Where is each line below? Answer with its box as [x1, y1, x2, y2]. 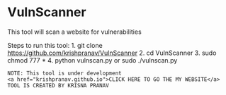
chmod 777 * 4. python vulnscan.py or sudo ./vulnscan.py [7, 56, 178, 64]
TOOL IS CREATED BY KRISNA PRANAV [7, 82, 110, 89]
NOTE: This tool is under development [7, 70, 122, 77]
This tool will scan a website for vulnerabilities [7, 27, 142, 36]
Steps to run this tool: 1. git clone [7, 41, 103, 49]
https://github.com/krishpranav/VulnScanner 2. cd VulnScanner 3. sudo [7, 49, 217, 57]
